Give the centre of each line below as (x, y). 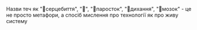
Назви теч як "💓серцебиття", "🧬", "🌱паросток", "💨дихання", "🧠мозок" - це (99, 9)
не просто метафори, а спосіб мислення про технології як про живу (92, 15)
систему (17, 21)
